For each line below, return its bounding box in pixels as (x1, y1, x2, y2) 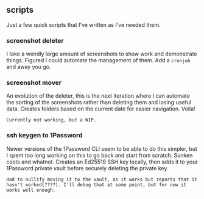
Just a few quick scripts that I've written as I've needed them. (6, 21, 161, 28)
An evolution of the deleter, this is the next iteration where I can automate (6, 92, 190, 99)
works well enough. (6, 187, 56, 193)
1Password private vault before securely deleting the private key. (6, 164, 169, 172)
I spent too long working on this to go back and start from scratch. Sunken (6, 151, 193, 159)
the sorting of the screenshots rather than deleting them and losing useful (6, 99, 192, 106)
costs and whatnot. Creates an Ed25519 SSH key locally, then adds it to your (6, 158, 198, 165)
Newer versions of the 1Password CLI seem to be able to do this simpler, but (6, 145, 198, 152)
